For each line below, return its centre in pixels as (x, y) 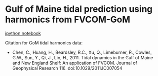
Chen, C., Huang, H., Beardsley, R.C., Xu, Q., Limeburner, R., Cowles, (82, 52)
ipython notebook (23, 33)
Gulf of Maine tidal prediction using (79, 9)
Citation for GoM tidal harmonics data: (44, 42)
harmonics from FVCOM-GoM (68, 19)
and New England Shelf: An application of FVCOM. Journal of (75, 63)
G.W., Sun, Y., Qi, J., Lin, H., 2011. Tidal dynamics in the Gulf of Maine (82, 57)
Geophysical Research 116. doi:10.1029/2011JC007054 (67, 68)
